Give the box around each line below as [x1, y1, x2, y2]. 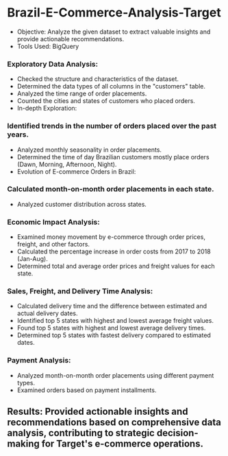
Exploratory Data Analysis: [7, 59, 98, 69]
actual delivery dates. [16, 309, 78, 317]
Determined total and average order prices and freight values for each [16, 262, 215, 271]
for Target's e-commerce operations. [41, 438, 204, 450]
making [7, 438, 40, 450]
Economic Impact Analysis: [7, 217, 101, 227]
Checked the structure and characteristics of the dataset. [16, 75, 179, 83]
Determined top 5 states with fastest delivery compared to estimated [16, 331, 211, 339]
